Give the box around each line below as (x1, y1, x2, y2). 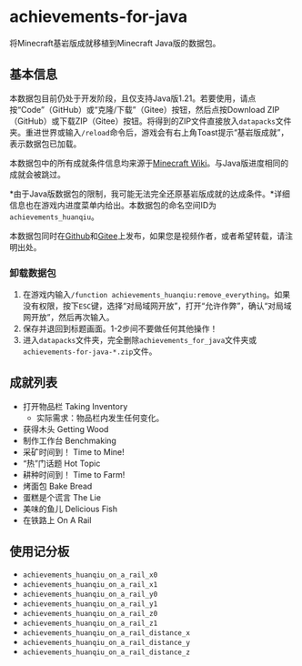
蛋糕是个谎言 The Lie (22, 491, 102, 502)
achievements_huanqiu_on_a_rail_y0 (22, 590, 158, 599)
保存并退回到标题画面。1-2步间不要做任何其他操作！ (22, 323, 218, 334)
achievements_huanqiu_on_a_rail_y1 (22, 599, 158, 609)
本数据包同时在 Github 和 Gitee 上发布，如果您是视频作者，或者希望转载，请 (9, 230, 286, 241)
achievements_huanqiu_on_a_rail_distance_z (22, 648, 191, 657)
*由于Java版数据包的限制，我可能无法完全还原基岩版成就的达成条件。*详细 (9, 188, 291, 199)
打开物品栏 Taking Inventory (22, 400, 128, 411)
